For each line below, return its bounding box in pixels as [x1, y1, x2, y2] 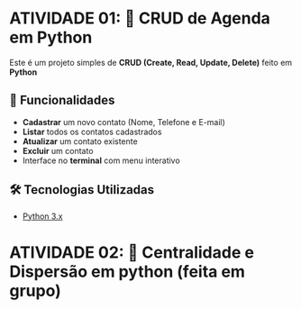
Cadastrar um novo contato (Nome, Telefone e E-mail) [22, 116, 225, 127]
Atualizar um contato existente [22, 135, 138, 147]
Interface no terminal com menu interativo [22, 155, 180, 166]
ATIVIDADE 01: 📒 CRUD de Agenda [9, 8, 270, 29]
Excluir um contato [22, 145, 94, 156]
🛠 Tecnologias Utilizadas [9, 182, 155, 197]
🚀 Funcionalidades [9, 93, 115, 108]
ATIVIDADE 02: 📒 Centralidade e [9, 242, 255, 262]
